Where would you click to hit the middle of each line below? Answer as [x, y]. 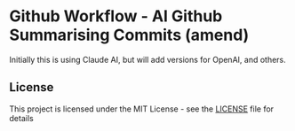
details [21, 118]
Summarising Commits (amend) [129, 35]
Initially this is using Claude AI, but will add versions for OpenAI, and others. [147, 59]
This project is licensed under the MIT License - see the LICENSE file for [141, 109]
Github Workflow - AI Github [116, 16]
